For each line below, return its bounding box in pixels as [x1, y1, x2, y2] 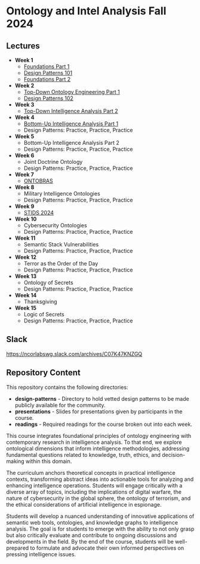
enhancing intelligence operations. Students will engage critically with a [6, 481, 183, 489]
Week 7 [14, 171, 34, 178]
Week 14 [14, 292, 37, 298]
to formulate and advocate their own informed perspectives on [30, 544, 184, 551]
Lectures [6, 41, 40, 51]
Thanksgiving [23, 298, 58, 305]
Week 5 [14, 133, 35, 140]
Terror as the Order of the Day [23, 260, 99, 267]
